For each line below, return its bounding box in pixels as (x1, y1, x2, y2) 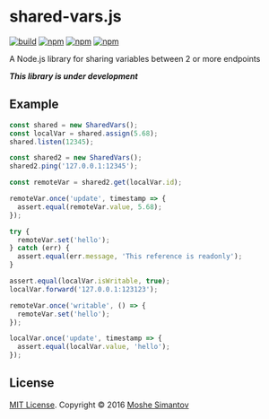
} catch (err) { (9, 244, 70, 253)
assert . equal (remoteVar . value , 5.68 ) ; (17, 202, 163, 212)
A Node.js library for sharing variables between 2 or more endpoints (9, 53, 261, 64)
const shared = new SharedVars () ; (9, 120, 139, 129)
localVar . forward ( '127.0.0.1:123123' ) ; (9, 284, 159, 293)
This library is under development (9, 70, 139, 82)
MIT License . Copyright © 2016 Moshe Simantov (9, 399, 190, 410)
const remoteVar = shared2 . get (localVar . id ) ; (9, 178, 182, 188)
